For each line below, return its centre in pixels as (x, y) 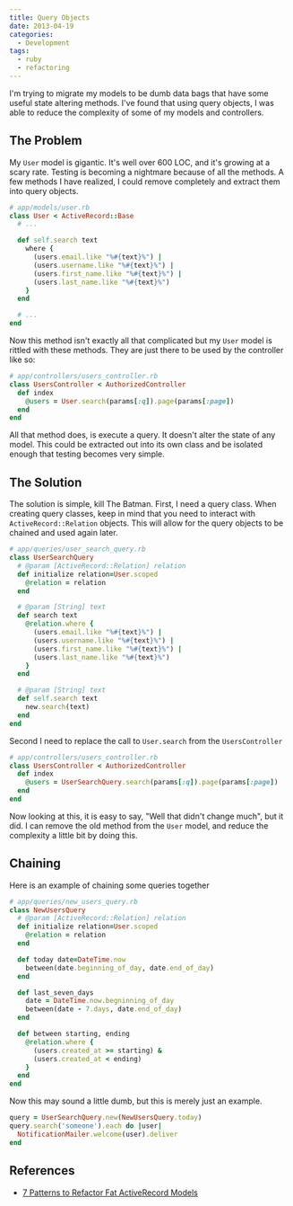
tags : (19, 51)
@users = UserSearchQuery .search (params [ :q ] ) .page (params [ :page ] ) (152, 783)
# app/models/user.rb (50, 208)
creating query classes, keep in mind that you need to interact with (133, 514)
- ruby (30, 59)
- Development (43, 43)
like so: (22, 359)
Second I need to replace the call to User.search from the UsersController (146, 740)
